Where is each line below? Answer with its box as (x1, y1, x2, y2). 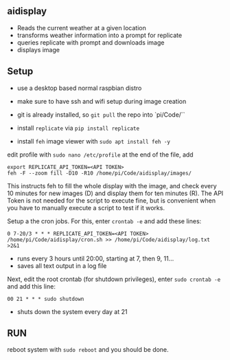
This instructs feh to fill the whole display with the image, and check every (7, 181, 218, 190)
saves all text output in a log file (16, 261, 107, 270)
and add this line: (7, 282, 56, 291)
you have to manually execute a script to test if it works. (7, 203, 165, 212)
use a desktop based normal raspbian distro (16, 84, 142, 92)
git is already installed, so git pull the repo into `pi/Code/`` (16, 110, 185, 119)
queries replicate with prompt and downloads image (16, 38, 165, 47)
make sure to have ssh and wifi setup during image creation (16, 97, 187, 105)
